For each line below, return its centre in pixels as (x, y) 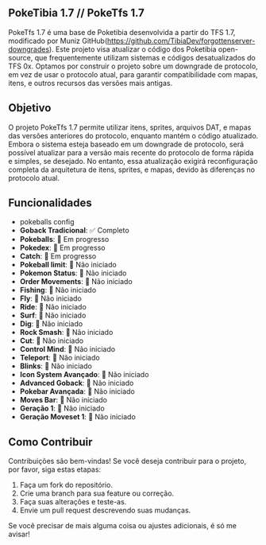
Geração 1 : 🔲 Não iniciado (62, 408)
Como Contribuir (50, 442)
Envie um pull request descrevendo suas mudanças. (105, 510)
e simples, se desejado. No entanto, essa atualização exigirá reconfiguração (133, 161)
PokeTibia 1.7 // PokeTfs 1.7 (77, 13)
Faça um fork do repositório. (66, 485)
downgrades (29, 49)
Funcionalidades (50, 203)
